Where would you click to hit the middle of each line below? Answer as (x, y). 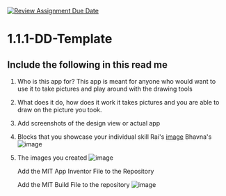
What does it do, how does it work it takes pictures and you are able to (118, 102)
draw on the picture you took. (59, 110)
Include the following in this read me (88, 65)
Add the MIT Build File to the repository (73, 184)
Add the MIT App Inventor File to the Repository (86, 171)
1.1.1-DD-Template (60, 39)
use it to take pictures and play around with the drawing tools (105, 89)
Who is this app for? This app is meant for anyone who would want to (116, 81)
